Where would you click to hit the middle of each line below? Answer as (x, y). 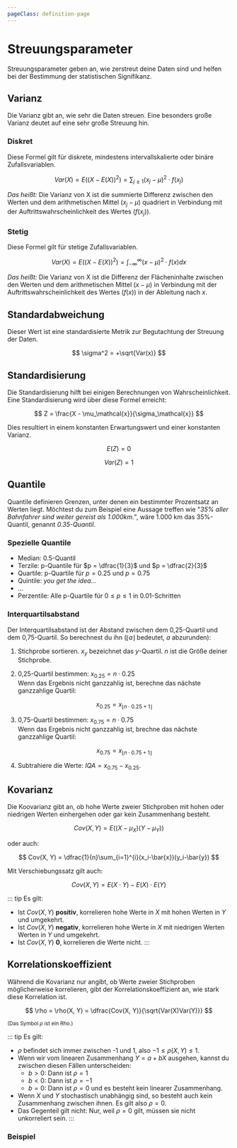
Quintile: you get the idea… (57, 581)
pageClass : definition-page (49, 14)
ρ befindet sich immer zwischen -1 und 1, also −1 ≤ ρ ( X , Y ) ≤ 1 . (108, 1050)
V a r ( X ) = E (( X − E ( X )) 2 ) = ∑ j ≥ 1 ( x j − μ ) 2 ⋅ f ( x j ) (119, 179)
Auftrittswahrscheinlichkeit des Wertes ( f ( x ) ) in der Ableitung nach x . (107, 292)
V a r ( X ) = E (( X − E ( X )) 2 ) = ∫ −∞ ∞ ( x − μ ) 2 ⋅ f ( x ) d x (119, 262)
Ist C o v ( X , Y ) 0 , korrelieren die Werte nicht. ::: (83, 942)
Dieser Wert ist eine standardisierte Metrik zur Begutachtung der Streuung (116, 332)
